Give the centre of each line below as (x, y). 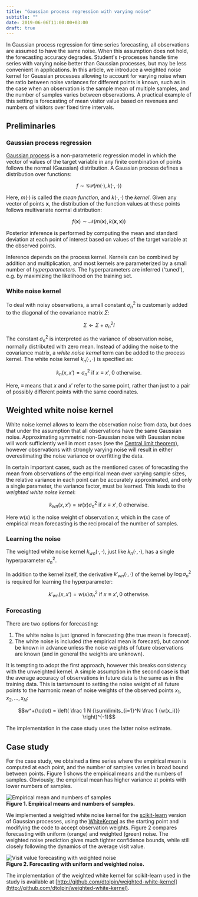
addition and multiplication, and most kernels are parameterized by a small (96, 263)
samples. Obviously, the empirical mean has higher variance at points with (96, 780)
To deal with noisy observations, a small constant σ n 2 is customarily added (97, 305)
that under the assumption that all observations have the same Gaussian (94, 431)
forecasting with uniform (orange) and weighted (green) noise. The (87, 834)
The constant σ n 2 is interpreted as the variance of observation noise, (90, 339)
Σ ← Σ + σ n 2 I (99, 325)
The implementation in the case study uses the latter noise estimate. (89, 729)
